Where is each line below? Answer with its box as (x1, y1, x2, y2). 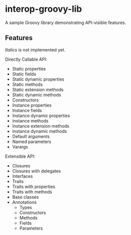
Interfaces (12, 173, 33, 179)
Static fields (12, 71, 37, 77)
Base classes (12, 194, 39, 200)
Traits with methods (12, 188, 52, 194)
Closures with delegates (12, 168, 61, 174)
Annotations (12, 199, 37, 205)
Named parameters (12, 139, 51, 144)
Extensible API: (5, 153, 36, 159)
